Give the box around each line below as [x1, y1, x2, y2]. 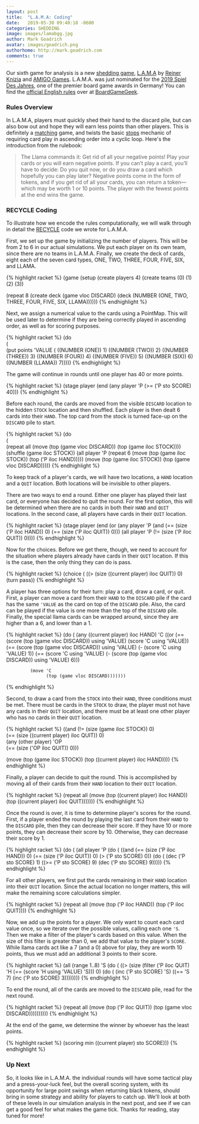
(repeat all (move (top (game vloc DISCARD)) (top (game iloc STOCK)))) [6, 443, 181, 451]
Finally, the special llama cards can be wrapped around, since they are [6, 613, 179, 621]
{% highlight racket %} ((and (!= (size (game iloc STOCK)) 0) [6, 726, 154, 733]
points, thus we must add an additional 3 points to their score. [6, 950, 157, 958]
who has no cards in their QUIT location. [6, 714, 103, 721]
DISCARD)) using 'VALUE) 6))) [6, 656, 80, 663]
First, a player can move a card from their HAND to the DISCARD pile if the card [6, 594, 192, 602]
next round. [6, 992, 34, 999]
